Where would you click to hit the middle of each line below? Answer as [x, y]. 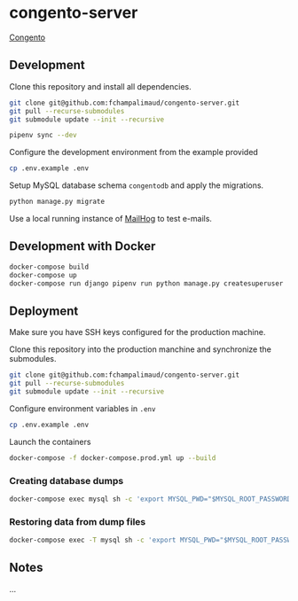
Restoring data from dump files [78, 521]
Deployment [44, 311]
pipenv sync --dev [43, 136]
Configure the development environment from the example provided [134, 152]
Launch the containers [50, 441]
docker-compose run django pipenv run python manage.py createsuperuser [146, 283]
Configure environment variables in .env [82, 408]
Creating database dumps [67, 480]
